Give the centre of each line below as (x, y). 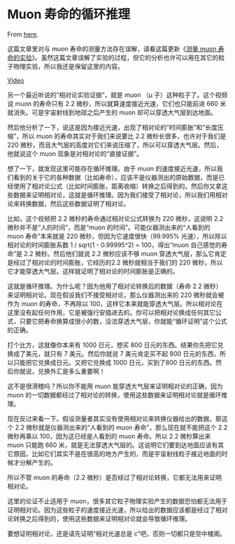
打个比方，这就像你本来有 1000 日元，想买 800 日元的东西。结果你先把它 (113, 345)
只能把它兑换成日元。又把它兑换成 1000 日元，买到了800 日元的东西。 (114, 362)
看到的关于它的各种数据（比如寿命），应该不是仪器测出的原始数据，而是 (116, 177)
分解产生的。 (38, 462)
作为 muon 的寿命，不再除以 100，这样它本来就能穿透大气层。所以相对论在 (115, 303)
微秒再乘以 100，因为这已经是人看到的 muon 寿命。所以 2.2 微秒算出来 (109, 436)
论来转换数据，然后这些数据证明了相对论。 (69, 204)
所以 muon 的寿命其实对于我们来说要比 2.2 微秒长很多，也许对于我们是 (124, 136)
